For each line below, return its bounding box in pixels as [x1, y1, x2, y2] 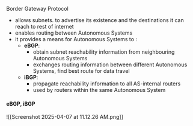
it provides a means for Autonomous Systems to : [14, 36, 137, 42]
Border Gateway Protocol [6, 5, 69, 12]
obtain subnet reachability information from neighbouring [32, 48, 175, 56]
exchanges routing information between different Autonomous [32, 61, 188, 68]
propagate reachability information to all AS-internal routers [32, 80, 181, 87]
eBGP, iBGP [6, 100, 35, 107]
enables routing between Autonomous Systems [14, 29, 133, 36]
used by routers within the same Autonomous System [32, 87, 166, 93]
